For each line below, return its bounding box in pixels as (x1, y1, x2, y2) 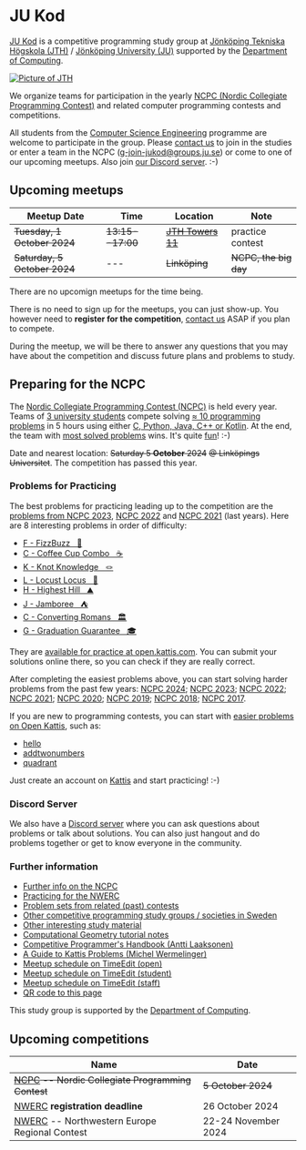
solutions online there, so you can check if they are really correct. (9, 656, 256, 667)
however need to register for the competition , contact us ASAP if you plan (9, 313, 291, 324)
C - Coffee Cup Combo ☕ (22, 547, 124, 558)
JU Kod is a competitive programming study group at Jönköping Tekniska (9, 36, 285, 46)
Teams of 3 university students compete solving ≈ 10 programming (9, 411, 261, 422)
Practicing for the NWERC (22, 890, 120, 901)
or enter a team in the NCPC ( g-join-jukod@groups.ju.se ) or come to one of (9, 147, 293, 158)
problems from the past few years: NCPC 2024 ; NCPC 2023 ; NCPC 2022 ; (9, 683, 287, 694)
